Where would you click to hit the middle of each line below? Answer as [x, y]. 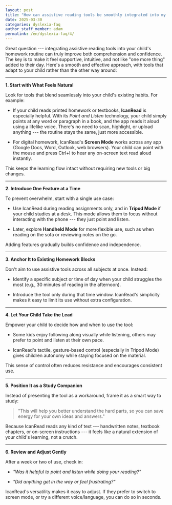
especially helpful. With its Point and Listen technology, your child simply [90, 116]
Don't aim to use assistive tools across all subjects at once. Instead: [77, 269]
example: [15, 100]
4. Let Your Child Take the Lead [39, 315]
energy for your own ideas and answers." [61, 416]
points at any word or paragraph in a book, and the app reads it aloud [86, 121]
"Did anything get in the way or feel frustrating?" [64, 482]
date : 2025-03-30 [24, 19]
